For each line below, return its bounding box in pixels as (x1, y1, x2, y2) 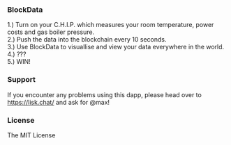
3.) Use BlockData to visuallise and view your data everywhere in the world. (7, 43, 225, 51)
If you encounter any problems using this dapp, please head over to (7, 90, 202, 99)
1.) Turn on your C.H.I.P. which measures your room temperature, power (7, 21, 214, 29)
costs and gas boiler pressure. (7, 28, 95, 36)
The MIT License (7, 130, 56, 139)
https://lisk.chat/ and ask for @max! (7, 98, 110, 106)
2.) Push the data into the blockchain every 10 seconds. (7, 35, 167, 44)
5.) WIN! (7, 58, 31, 66)
